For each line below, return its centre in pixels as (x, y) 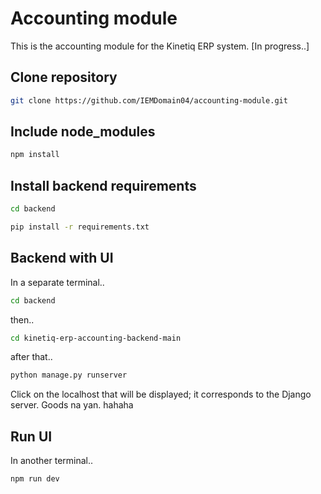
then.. (22, 319)
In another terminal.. (52, 461)
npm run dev (35, 479)
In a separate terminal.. (57, 282)
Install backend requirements (103, 185)
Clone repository (64, 77)
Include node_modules (83, 132)
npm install (35, 155)
